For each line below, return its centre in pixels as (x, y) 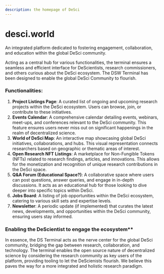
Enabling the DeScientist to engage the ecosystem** (69, 229)
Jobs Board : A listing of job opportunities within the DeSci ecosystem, (83, 195)
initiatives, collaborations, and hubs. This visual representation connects (85, 143)
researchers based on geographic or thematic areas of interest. (76, 149)
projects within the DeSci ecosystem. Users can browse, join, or (77, 107)
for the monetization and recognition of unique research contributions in (85, 164)
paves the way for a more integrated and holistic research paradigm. (74, 266)
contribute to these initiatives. (42, 112)
